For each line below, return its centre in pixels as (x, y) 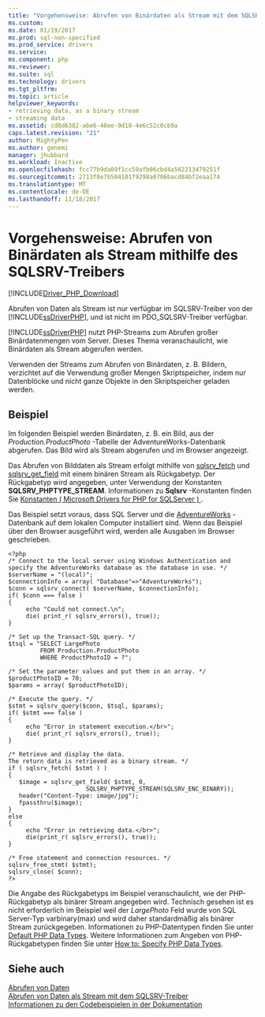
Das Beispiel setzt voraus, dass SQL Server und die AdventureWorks (119, 515)
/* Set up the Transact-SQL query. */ (72, 637)
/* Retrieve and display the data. (67, 755)
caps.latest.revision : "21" (54, 133)
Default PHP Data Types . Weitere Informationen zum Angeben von (116, 936)
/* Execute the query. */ (50, 700)
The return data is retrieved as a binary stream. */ (99, 762)
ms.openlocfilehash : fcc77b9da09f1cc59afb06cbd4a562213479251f (114, 170)
